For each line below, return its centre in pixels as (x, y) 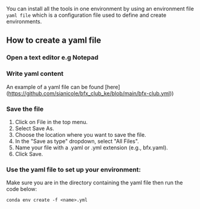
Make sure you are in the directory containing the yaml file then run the (95, 182)
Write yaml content (35, 73)
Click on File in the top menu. (51, 122)
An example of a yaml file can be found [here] (63, 87)
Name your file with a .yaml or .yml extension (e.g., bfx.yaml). (91, 148)
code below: (22, 189)
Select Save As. (34, 128)
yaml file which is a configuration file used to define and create (86, 15)
